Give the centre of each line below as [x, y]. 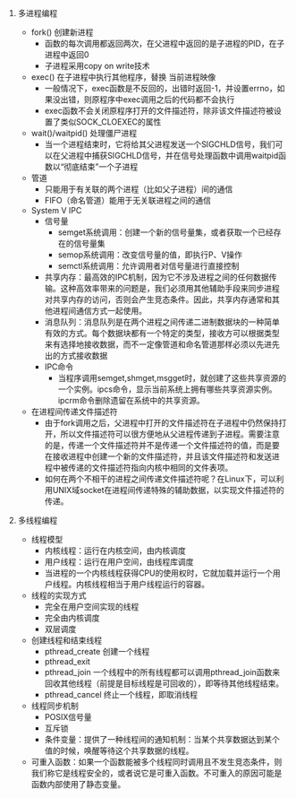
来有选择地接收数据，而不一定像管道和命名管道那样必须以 [150, 344]
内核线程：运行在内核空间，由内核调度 [115, 551]
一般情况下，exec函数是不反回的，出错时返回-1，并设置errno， [161, 88]
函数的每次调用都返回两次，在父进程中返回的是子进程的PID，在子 [165, 43]
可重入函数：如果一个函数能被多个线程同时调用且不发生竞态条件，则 [156, 762]
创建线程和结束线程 [67, 640]
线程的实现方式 [59, 595]
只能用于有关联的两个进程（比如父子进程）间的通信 [139, 189]
